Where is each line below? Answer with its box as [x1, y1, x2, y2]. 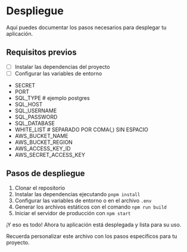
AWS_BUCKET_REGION [14, 138, 73, 146]
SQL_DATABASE [14, 119, 55, 127]
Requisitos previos [6, 48, 77, 58]
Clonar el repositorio [14, 184, 66, 191]
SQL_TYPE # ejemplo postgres [14, 94, 91, 102]
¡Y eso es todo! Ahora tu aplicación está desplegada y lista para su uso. [6, 221, 182, 228]
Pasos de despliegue [6, 168, 85, 179]
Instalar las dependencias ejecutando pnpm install [14, 190, 141, 197]
